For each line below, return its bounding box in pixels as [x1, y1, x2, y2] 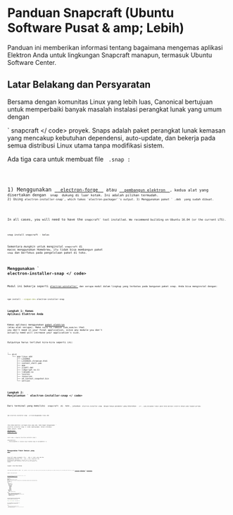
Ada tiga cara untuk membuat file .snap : [7, 154, 131, 163]
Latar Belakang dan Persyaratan [7, 79, 151, 91]
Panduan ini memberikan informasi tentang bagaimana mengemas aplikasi [7, 43, 223, 51]
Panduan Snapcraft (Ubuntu [7, 5, 175, 21]
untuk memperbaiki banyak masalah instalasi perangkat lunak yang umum [7, 104, 222, 114]
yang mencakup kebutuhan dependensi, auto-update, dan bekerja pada [7, 133, 216, 142]
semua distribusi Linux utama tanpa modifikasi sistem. [7, 141, 165, 150]
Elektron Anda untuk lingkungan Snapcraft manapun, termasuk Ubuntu [7, 51, 213, 59]
